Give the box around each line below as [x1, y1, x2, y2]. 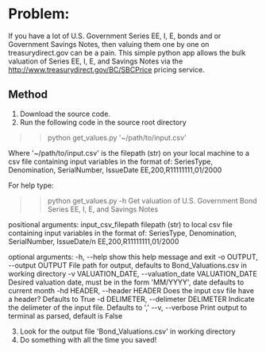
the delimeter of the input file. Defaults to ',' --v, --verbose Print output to [8, 303, 248, 312]
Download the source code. [19, 109, 111, 118]
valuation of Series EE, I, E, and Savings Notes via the [8, 56, 183, 66]
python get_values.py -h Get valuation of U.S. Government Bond [47, 195, 257, 205]
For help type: [8, 180, 54, 190]
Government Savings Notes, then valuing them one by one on [8, 39, 210, 48]
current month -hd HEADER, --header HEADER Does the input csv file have [8, 285, 254, 295]
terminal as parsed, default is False [8, 311, 123, 320]
